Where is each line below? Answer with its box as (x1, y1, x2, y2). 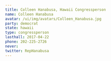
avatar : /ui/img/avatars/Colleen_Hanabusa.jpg (5, 16, 102, 21)
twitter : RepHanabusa (5, 48, 49, 53)
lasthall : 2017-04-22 (5, 35, 49, 40)
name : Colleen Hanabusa (5, 12, 54, 17)
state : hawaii (5, 26, 34, 30)
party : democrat (5, 21, 38, 26)
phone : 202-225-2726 (5, 39, 47, 44)
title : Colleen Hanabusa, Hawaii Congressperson (5, 7, 106, 12)
